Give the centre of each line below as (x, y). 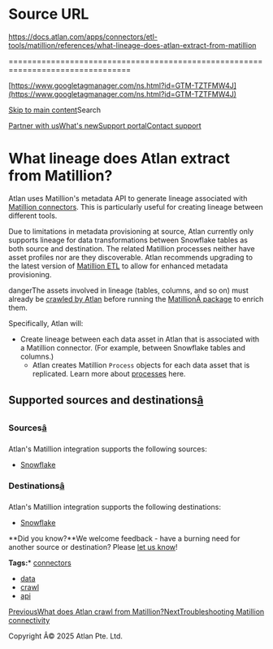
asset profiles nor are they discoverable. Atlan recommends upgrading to (131, 257)
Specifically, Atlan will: (46, 323)
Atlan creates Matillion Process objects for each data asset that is (141, 365)
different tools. (33, 216)
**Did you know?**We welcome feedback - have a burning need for (124, 538)
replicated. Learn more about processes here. (109, 373)
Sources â (28, 428)
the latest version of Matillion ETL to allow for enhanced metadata (118, 266)
